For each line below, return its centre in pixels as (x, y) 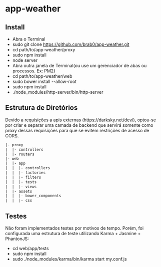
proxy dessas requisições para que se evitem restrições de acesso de (77, 130)
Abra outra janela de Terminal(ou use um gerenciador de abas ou (79, 66)
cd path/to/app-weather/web (42, 76)
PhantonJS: (17, 239)
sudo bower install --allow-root (44, 81)
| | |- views (21, 187)
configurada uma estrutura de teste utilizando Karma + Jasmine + (73, 233)
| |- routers (20, 154)
